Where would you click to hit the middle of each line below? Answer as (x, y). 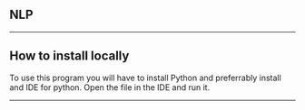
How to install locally (69, 56)
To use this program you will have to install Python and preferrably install (145, 78)
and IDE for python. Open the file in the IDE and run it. (110, 87)
